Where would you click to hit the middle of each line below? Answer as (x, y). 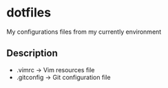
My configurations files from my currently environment (84, 32)
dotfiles (29, 13)
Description (32, 53)
